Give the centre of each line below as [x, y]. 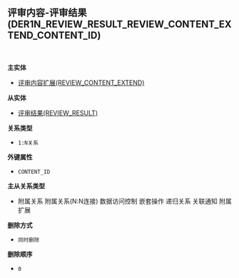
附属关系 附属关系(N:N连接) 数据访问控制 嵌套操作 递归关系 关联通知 [117, 201]
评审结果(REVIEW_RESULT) [58, 113]
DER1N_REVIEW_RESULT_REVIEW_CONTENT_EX [121, 25]
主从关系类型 [26, 186]
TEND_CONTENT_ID [52, 35]
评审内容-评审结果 [47, 13]
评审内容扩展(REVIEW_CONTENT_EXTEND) [81, 82]
